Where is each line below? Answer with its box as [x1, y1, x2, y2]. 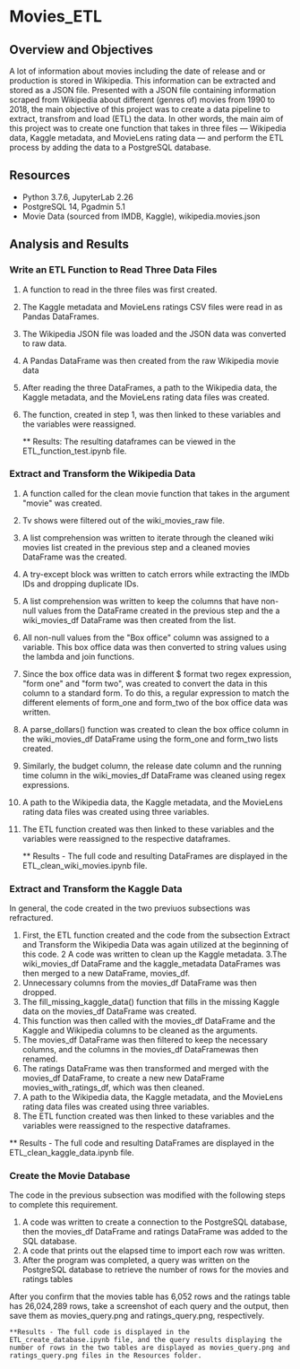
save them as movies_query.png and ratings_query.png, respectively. [9, 1311, 265, 1321]
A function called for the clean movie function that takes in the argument [21, 488, 290, 498]
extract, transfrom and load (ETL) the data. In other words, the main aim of [9, 114, 284, 124]
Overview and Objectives [9, 42, 154, 57]
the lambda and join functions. [21, 651, 135, 662]
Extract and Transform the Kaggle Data [9, 882, 183, 895]
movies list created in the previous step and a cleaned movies [21, 542, 251, 552]
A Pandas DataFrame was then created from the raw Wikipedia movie [21, 355, 279, 366]
